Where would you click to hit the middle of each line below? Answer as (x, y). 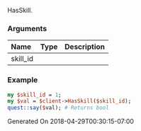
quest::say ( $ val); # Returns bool (58, 108)
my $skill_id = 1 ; (34, 95)
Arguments (27, 28)
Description (85, 47)
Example (23, 80)
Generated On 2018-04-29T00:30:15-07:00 (71, 121)
